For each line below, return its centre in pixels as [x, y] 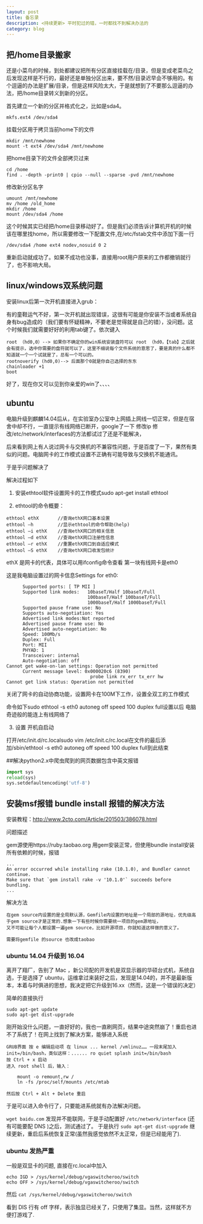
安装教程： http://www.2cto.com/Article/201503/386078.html [82, 819]
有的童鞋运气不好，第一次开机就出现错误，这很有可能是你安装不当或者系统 [99, 314]
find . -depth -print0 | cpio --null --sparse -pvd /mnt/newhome [90, 175]
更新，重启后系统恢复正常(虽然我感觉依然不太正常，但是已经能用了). [96, 1134]
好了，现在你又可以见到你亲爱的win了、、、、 [60, 384]
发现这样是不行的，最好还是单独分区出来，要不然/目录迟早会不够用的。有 [102, 78]
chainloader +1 [25, 367]
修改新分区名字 [25, 187]
